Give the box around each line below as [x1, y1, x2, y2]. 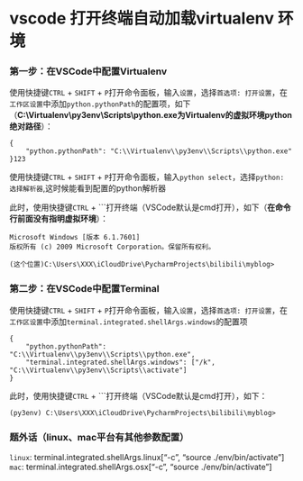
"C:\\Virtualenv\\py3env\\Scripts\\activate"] [9, 366, 188, 375]
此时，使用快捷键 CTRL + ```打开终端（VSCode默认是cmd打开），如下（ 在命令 [9, 202, 291, 213]
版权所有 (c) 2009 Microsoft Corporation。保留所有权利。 [9, 242, 216, 252]
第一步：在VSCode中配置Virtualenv [9, 65, 168, 77]
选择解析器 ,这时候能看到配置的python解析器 [9, 183, 167, 194]
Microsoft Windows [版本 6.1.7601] [9, 233, 141, 242]
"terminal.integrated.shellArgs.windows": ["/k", [25, 358, 216, 367]
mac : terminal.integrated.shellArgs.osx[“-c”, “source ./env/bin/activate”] [9, 461, 272, 473]
